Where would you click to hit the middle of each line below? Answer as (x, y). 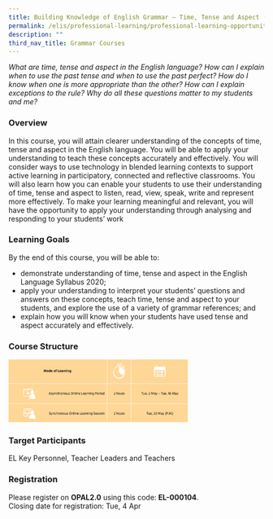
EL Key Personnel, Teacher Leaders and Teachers (92, 458)
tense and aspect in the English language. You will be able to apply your (129, 149)
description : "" (36, 34)
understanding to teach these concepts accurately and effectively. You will (133, 158)
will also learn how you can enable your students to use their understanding (135, 184)
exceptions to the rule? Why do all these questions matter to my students (131, 93)
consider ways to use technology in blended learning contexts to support (131, 166)
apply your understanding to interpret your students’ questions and (132, 290)
